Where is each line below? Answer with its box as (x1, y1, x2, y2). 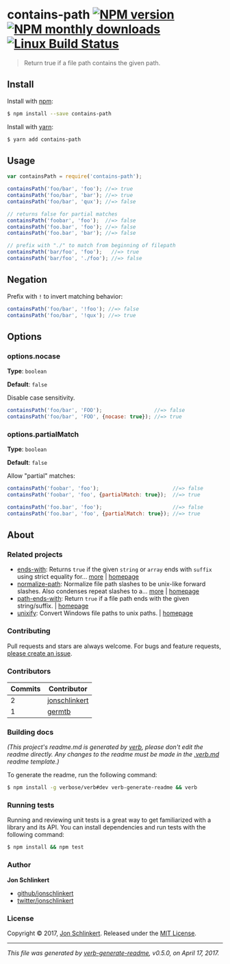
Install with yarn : (7, 122, 53, 130)
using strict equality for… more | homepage (16, 573, 139, 581)
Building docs (7, 727, 54, 737)
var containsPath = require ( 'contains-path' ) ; (7, 173, 142, 180)
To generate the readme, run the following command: (7, 771, 157, 779)
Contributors (7, 666, 51, 676)
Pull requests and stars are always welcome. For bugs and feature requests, (7, 642, 221, 650)
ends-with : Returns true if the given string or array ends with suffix (16, 565, 212, 573)
